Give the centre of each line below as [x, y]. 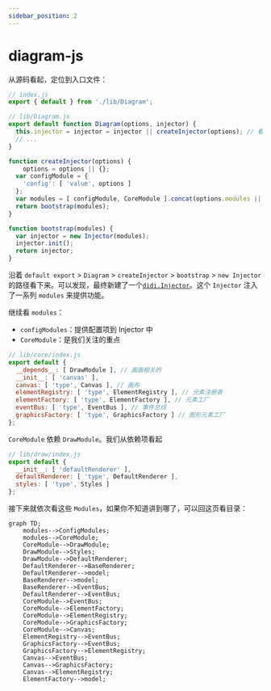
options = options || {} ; [67, 169]
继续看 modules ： [36, 313]
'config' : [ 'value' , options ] [77, 184]
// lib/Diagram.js [39, 117]
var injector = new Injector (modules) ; [83, 236]
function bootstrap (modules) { [61, 228]
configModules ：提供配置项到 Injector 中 [86, 330]
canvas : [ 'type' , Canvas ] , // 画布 [78, 385]
